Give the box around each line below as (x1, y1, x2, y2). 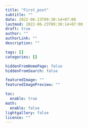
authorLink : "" (5, 36, 38, 41)
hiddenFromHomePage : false (5, 63, 63, 69)
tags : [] (5, 49, 24, 55)
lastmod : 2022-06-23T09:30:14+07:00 (5, 21, 83, 27)
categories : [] (5, 54, 38, 59)
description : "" (5, 41, 40, 46)
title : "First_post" (5, 7, 49, 13)
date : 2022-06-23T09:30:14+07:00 (5, 17, 76, 22)
